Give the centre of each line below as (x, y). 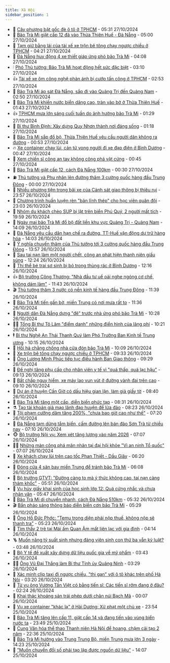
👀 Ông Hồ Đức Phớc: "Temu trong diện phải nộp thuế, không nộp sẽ (83, 518)
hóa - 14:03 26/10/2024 (37, 238)
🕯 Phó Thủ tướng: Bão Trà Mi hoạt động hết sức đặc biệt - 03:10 (78, 67)
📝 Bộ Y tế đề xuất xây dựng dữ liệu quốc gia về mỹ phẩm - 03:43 (80, 552)
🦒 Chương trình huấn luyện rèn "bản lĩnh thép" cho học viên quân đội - (87, 200)
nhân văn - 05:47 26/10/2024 (43, 494)
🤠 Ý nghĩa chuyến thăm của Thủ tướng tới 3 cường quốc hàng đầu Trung (88, 244)
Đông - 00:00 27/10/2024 (40, 184)
